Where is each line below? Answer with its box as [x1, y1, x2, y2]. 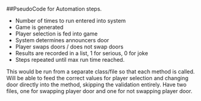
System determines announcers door [15, 37, 109, 43]
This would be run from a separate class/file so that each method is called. [6, 68, 195, 75]
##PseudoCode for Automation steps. [6, 6, 102, 12]
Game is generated [15, 24, 64, 31]
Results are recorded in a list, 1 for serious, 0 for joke [15, 50, 148, 57]
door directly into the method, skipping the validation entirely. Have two [6, 81, 187, 88]
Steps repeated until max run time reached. [15, 56, 125, 63]
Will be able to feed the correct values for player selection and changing [6, 75, 189, 81]
